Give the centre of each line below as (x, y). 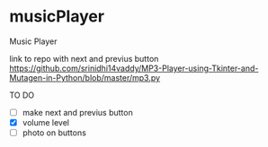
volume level (46, 122)
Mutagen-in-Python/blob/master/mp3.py (85, 77)
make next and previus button (77, 112)
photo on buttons (54, 133)
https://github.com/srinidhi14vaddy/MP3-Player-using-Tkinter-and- (134, 68)
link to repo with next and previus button (84, 58)
